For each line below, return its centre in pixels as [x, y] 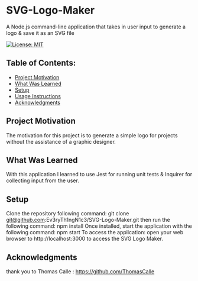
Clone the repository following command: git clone [68, 214]
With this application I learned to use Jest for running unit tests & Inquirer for [99, 175]
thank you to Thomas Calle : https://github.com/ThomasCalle [80, 272]
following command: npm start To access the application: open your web [95, 232]
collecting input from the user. [43, 180]
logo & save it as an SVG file [40, 33]
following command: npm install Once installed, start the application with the [99, 226]
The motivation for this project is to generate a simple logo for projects [92, 135]
